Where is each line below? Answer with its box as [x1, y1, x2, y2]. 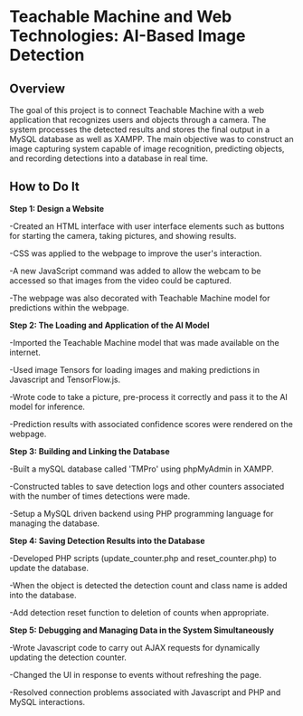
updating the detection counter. [9, 652, 127, 663]
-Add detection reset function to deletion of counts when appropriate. [9, 606, 270, 617]
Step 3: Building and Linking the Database [9, 445, 170, 456]
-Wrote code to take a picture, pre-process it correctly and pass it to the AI [9, 391, 288, 402]
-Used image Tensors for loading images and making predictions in [9, 364, 260, 375]
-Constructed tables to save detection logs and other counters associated [9, 481, 285, 492]
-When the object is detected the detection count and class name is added [9, 579, 288, 590]
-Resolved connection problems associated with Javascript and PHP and [9, 686, 281, 698]
